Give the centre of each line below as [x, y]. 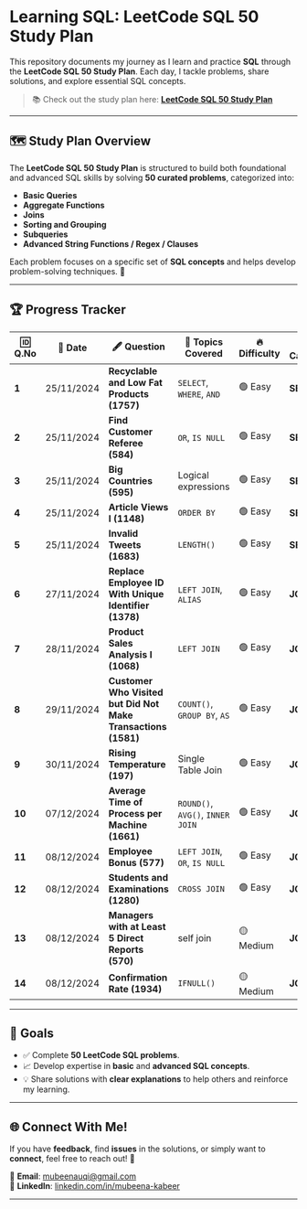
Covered [204, 354]
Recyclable [133, 370]
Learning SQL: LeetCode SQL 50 [134, 17]
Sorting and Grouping [64, 224]
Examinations [138, 889]
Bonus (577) [136, 862]
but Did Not [134, 703]
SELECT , [193, 382]
